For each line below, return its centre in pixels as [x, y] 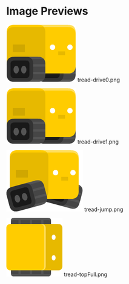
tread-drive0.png [98, 80]
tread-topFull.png [85, 274]
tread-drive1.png [98, 142]
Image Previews [47, 11]
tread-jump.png [104, 209]
